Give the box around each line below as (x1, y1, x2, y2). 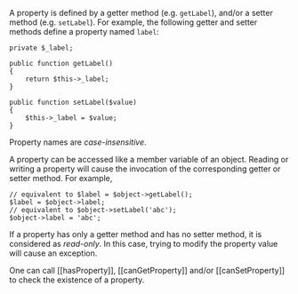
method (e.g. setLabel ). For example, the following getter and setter (9, 17, 258, 28)
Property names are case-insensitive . (9, 137, 147, 147)
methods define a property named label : (9, 27, 159, 36)
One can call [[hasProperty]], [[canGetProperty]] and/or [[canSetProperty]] (9, 266, 286, 275)
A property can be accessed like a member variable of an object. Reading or (9, 155, 289, 164)
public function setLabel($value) (9, 98, 138, 107)
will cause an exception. (9, 248, 98, 258)
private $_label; (9, 44, 74, 52)
